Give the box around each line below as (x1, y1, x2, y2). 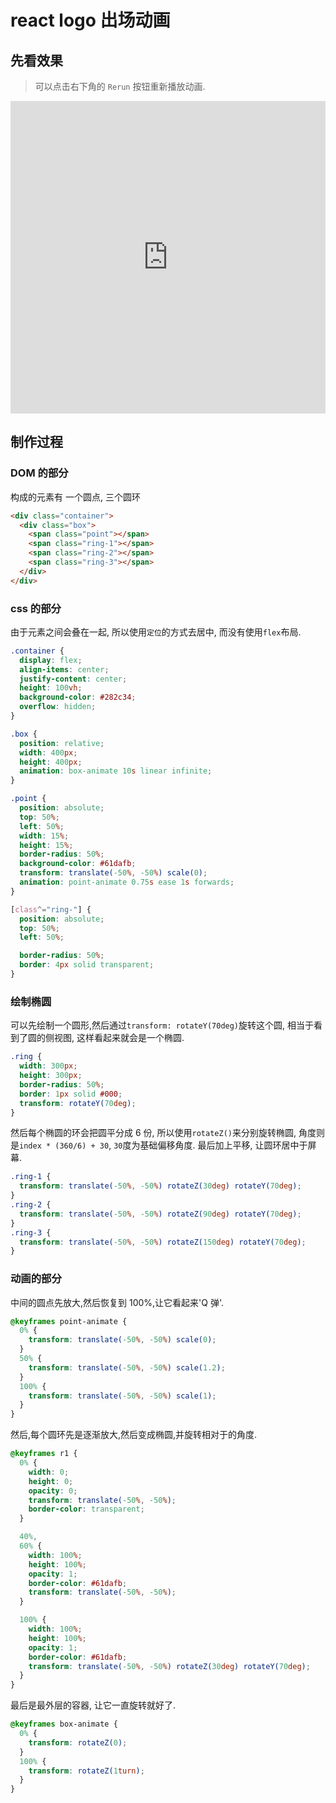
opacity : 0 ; (28, 1486, 78, 1496)
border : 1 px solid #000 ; (19, 1089, 123, 1099)
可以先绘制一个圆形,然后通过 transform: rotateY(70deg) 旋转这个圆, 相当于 (10, 1019, 315, 1031)
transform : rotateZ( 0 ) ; (28, 1737, 128, 1748)
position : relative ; (19, 738, 105, 748)
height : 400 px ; (19, 757, 83, 767)
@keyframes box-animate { (10, 1719, 118, 1730)
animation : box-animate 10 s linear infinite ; (19, 766, 213, 776)
